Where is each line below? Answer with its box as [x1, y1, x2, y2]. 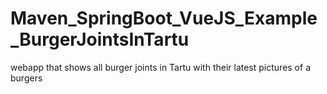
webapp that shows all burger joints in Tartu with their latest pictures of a [10, 61, 311, 73]
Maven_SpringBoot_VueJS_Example [10, 7, 318, 30]
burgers [10, 72, 43, 84]
